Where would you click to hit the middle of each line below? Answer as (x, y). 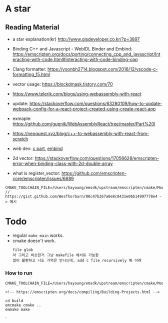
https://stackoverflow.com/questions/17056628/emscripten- (97, 158)
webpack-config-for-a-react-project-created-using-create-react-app (84, 109)
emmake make (17, 310)
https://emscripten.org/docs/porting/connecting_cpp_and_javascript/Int (86, 54)
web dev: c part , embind (37, 148)
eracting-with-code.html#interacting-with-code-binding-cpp (75, 59)
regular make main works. (38, 235)
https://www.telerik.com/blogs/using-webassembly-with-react (77, 94)
